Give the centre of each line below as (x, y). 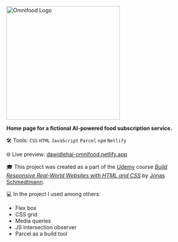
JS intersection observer (46, 227)
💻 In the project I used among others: (54, 194)
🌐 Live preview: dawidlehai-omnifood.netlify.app (67, 154)
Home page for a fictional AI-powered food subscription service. (89, 128)
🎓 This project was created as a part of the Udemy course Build (87, 167)
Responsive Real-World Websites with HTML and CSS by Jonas (86, 175)
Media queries (33, 221)
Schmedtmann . (25, 182)
